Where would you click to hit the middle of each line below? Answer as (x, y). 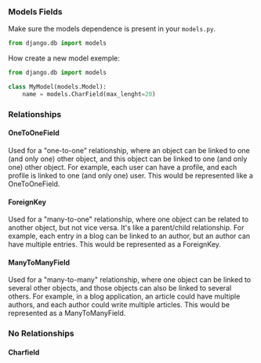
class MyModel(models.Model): (58, 87)
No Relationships (41, 334)
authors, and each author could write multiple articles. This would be (119, 305)
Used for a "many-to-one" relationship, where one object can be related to (129, 219)
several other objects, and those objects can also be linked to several (120, 288)
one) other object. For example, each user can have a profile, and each (123, 167)
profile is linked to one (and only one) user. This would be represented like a (130, 175)
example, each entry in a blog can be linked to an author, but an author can (129, 236)
